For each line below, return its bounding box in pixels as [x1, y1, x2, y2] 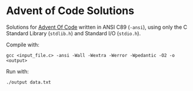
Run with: [6, 68, 29, 75]
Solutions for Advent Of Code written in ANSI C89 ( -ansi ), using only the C [6, 23, 187, 31]
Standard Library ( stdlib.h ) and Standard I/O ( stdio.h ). [6, 29, 141, 36]
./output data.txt [6, 79, 51, 85]
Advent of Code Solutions [6, 4, 134, 18]
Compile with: [6, 41, 40, 48]
